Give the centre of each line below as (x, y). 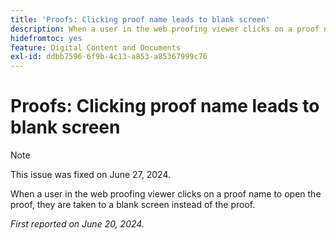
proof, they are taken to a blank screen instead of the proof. (133, 205)
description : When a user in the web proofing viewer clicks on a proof (165, 29)
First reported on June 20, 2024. (77, 224)
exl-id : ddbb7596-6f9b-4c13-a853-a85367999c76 (109, 57)
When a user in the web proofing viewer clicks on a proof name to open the (166, 194)
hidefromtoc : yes (46, 38)
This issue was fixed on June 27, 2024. (91, 175)
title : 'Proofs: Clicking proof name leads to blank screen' (140, 19)
